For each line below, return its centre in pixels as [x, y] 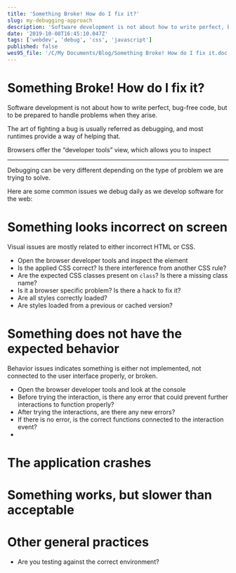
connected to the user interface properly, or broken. [83, 376]
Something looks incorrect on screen [118, 227]
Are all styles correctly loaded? [62, 297]
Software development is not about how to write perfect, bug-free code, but [117, 107]
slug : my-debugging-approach [50, 20]
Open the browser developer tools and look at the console [101, 389]
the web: [20, 199]
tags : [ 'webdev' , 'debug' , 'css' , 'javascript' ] [80, 40]
